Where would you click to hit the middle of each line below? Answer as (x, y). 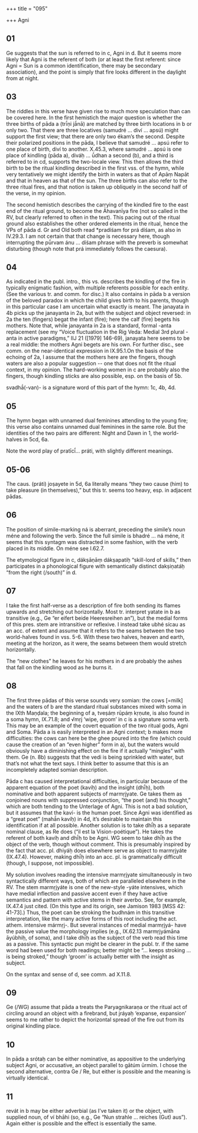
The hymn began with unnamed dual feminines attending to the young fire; (97, 421)
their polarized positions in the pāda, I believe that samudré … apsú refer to (98, 142)
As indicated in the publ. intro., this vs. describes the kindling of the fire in (96, 282)
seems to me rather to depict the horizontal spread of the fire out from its (95, 1020)
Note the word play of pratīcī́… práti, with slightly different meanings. (90, 451)
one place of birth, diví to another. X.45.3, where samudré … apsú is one (94, 149)
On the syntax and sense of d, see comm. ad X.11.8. (69, 974)
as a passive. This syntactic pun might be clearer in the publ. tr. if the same (98, 944)
